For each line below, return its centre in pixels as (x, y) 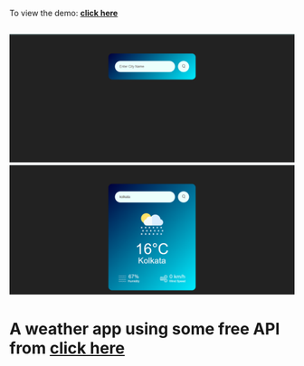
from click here (67, 348)
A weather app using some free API (145, 328)
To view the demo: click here (64, 13)
